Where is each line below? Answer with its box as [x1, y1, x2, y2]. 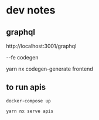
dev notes [6, 4, 56, 17]
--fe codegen [6, 54, 39, 61]
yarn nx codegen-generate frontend [6, 65, 93, 72]
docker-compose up [6, 98, 51, 104]
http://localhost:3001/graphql [6, 42, 77, 49]
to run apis [6, 82, 46, 92]
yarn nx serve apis [6, 108, 54, 114]
